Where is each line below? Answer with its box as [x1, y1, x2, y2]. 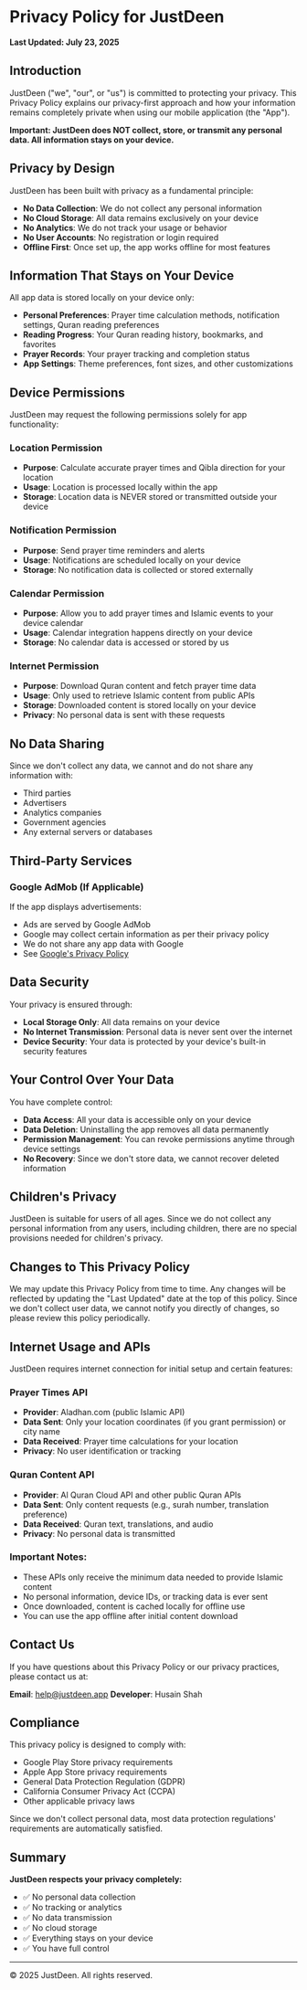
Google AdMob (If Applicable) [9, 880, 144, 893]
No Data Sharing [9, 736, 105, 751]
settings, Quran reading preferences [22, 320, 160, 331]
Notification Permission [9, 524, 117, 536]
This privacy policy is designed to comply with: [9, 1739, 186, 1751]
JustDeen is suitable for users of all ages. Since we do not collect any [9, 1213, 271, 1224]
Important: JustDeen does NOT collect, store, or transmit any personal [9, 124, 283, 135]
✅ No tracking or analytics [22, 1902, 122, 1913]
